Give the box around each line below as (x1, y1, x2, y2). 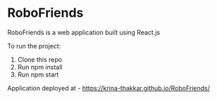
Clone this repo (17, 55, 62, 64)
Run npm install (17, 62, 63, 71)
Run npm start (17, 70, 59, 79)
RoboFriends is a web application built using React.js (7, 28, 161, 37)
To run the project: (7, 41, 61, 50)
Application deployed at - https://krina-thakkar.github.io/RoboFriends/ (7, 84, 210, 92)
